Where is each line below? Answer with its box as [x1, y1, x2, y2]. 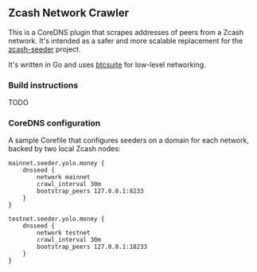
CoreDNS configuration [8, 118, 101, 129]
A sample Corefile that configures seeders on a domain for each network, [8, 135, 249, 146]
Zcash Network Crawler [8, 6, 130, 20]
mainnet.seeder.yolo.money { [8, 159, 105, 168]
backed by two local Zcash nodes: [8, 144, 121, 153]
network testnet [37, 229, 91, 237]
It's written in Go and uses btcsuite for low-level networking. [8, 60, 206, 69]
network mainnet [37, 173, 91, 181]
